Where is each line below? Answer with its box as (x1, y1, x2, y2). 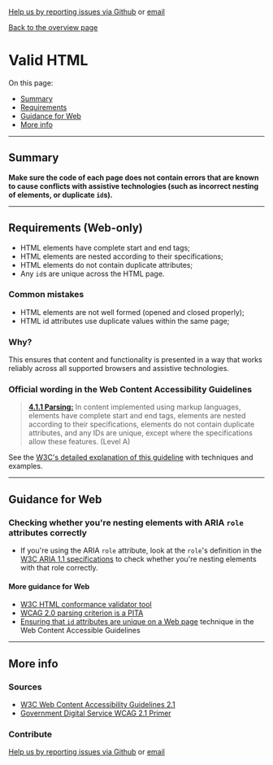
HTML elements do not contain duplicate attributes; (19, 260, 193, 269)
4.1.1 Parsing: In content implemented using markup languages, (28, 402, 241, 412)
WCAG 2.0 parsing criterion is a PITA (19, 608, 144, 618)
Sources (8, 681, 42, 693)
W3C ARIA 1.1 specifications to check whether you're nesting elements (19, 554, 258, 564)
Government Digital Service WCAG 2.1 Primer (19, 708, 172, 719)
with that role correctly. (19, 563, 99, 573)
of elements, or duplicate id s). (8, 190, 114, 199)
